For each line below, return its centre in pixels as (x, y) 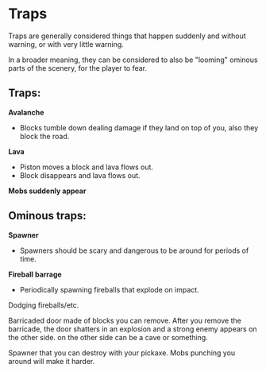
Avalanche (26, 112)
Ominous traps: (47, 216)
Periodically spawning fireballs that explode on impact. (110, 289)
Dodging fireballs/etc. (44, 305)
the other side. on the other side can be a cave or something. (108, 337)
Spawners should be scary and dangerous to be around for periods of (134, 250)
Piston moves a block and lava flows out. (86, 167)
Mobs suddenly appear (47, 191)
